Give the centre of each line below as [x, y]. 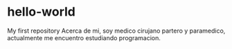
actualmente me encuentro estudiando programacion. [84, 37]
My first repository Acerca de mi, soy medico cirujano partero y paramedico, [116, 31]
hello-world [42, 12]
